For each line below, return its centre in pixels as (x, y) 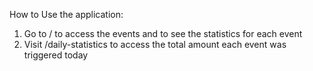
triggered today (56, 55)
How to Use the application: (66, 14)
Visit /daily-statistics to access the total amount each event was (155, 44)
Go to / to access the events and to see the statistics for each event (163, 33)
